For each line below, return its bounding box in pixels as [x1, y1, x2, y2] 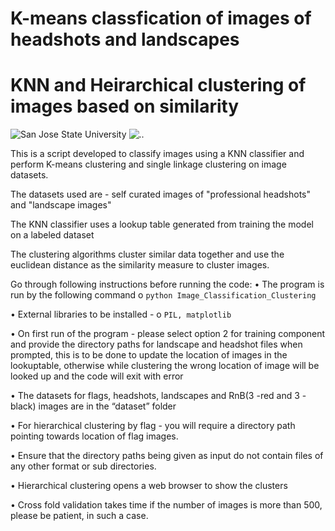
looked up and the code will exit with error [10, 370, 184, 382]
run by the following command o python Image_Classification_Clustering [10, 289, 317, 301]
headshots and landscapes [10, 28, 240, 51]
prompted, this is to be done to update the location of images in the [10, 349, 288, 361]
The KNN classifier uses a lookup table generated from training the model [10, 218, 314, 231]
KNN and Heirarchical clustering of [10, 74, 307, 97]
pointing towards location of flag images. [10, 430, 179, 442]
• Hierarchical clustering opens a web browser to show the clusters [10, 480, 288, 492]
